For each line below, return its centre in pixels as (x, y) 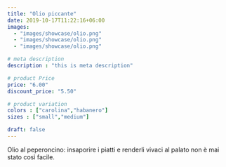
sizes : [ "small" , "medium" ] (48, 117)
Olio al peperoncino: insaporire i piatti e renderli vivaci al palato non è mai (113, 149)
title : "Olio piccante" (42, 14)
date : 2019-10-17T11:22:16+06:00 (56, 20)
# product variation (38, 104)
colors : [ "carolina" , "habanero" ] (58, 111)
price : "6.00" (28, 85)
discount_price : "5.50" (42, 91)
